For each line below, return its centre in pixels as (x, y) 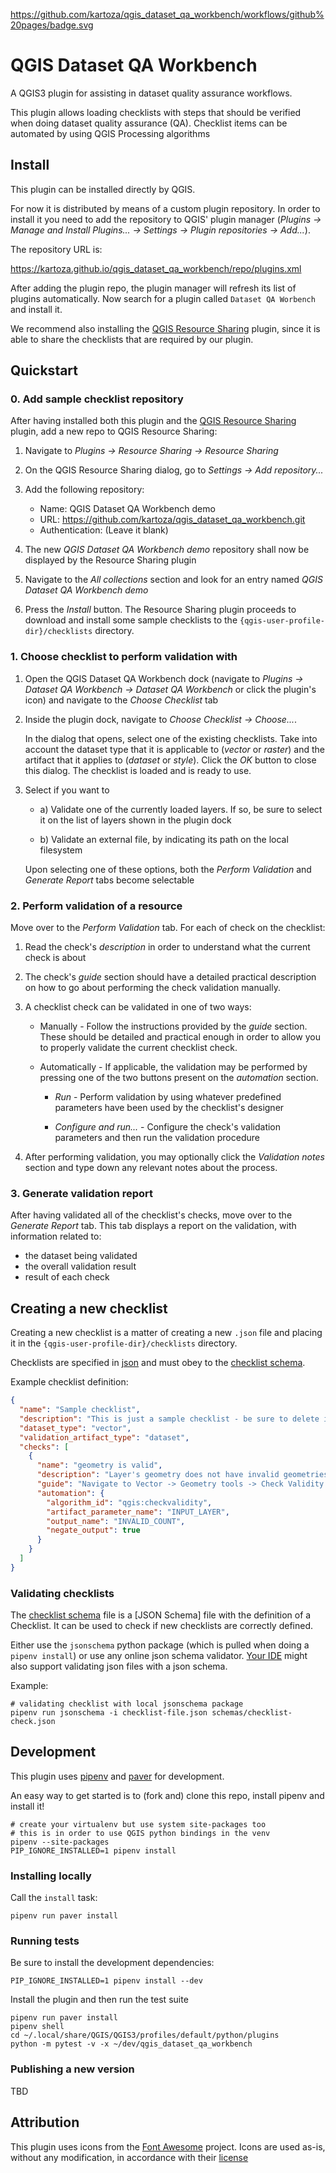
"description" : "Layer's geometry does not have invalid (158, 1475)
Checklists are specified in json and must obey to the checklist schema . (158, 1363)
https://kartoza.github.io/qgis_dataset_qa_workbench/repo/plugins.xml (156, 268)
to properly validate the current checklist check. (138, 1048)
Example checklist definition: (69, 1382)
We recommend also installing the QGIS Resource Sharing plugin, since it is (165, 328)
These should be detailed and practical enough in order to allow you (180, 1037)
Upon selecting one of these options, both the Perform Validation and (168, 869)
